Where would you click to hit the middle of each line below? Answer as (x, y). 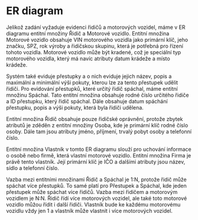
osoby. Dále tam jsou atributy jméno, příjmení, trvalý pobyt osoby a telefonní (99, 132)
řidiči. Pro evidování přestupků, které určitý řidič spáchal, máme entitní (92, 88)
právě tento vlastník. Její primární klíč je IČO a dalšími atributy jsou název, (96, 162)
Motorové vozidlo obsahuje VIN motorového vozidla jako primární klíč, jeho (97, 40)
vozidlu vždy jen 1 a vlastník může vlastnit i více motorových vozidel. (90, 211)
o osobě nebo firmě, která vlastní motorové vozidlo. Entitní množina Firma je (99, 155)
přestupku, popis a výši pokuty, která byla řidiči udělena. (75, 107)
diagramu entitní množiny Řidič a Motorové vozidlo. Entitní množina (88, 33)
